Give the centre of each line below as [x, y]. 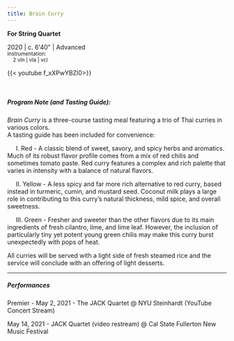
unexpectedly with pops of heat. [54, 242]
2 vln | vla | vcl [30, 60]
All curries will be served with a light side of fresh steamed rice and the [109, 255]
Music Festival [28, 331]
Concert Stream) [31, 310]
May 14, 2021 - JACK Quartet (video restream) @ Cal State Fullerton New [112, 324]
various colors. [29, 127]
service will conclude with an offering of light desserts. [86, 263]
